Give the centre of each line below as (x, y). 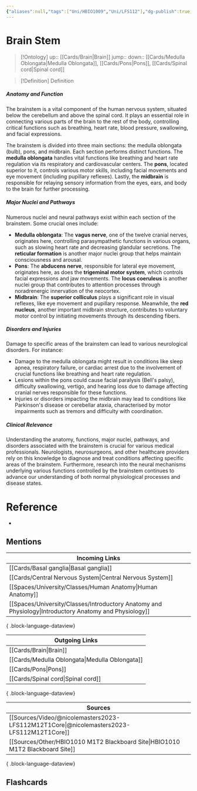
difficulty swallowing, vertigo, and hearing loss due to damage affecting (101, 386)
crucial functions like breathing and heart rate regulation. (83, 374)
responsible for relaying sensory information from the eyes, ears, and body (96, 182)
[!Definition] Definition (47, 80)
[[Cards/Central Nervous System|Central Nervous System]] (91, 577)
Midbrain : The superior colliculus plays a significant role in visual (94, 297)
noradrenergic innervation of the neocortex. (67, 290)
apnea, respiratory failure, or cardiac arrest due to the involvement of (98, 368)
